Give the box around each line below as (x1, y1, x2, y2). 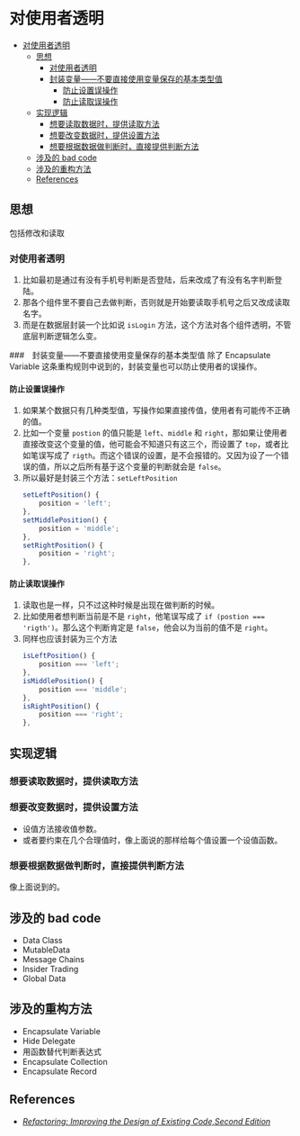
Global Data (22, 973, 66, 984)
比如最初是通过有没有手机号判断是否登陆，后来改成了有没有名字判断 (22, 275, 275, 285)
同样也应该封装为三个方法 (22, 634, 118, 645)
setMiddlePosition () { (22, 515, 108, 525)
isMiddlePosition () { (22, 676, 103, 685)
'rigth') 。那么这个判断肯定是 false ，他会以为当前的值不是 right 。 (22, 622, 273, 633)
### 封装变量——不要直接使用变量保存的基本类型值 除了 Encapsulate (9, 350, 271, 361)
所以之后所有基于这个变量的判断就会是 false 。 (53, 461, 226, 473)
